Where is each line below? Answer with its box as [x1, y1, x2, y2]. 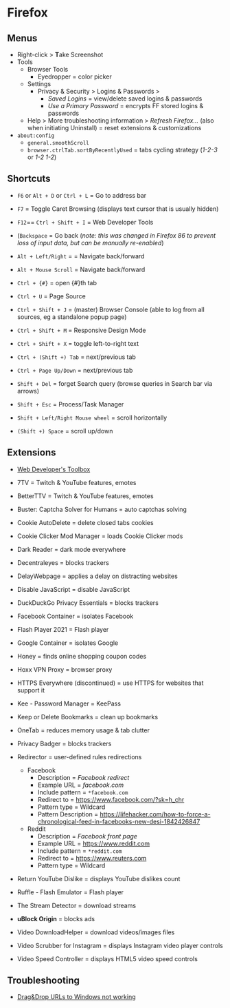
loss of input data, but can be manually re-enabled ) [16, 238, 164, 247]
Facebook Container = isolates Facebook [16, 612, 134, 620]
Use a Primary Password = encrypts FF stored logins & [47, 102, 204, 110]
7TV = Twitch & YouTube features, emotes [16, 478, 137, 486]
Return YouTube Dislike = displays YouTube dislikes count [16, 874, 181, 883]
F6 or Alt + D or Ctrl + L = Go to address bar [16, 191, 147, 199]
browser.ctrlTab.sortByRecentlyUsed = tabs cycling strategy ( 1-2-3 [27, 146, 218, 154]
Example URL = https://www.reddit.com [37, 839, 150, 847]
